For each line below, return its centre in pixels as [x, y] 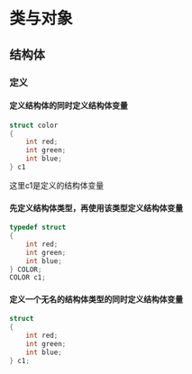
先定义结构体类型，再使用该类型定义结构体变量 [96, 207]
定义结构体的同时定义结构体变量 [69, 105]
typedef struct [38, 228]
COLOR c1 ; [28, 278]
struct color [34, 125]
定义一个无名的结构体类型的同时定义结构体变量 [96, 299]
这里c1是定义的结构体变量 [57, 185]
